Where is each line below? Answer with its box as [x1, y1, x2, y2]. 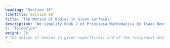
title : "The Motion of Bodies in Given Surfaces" [5, 16, 112, 21]
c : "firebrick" [5, 26, 37, 31]
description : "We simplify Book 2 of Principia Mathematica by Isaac [5, 21, 155, 26]
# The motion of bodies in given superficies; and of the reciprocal [5, 35, 155, 40]
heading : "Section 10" [5, 7, 53, 12]
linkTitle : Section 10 [5, 12, 53, 17]
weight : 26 [5, 30, 28, 35]
